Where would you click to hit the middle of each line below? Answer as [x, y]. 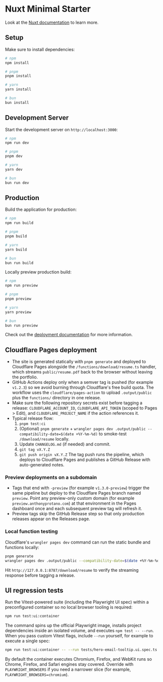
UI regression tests [34, 590]
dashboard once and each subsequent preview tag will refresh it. [77, 509]
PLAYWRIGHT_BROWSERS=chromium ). [37, 675]
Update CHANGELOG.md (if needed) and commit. [65, 444]
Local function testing [32, 531]
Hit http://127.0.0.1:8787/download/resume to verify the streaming [72, 570]
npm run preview [21, 286]
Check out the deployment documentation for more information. [69, 335]
